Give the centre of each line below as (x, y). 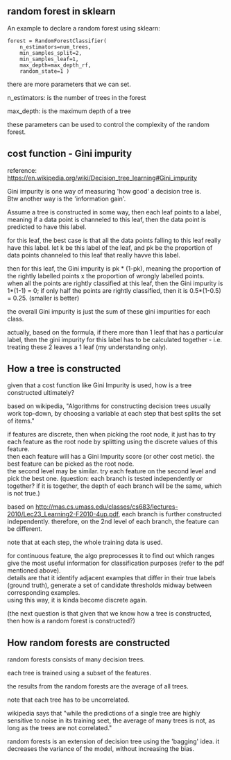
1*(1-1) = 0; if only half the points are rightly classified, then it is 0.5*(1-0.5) (114, 290)
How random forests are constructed (88, 642)
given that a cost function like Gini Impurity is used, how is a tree (100, 385)
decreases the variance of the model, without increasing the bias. (101, 749)
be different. (25, 529)
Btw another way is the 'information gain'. (67, 199)
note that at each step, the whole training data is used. (85, 542)
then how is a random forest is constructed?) (71, 621)
